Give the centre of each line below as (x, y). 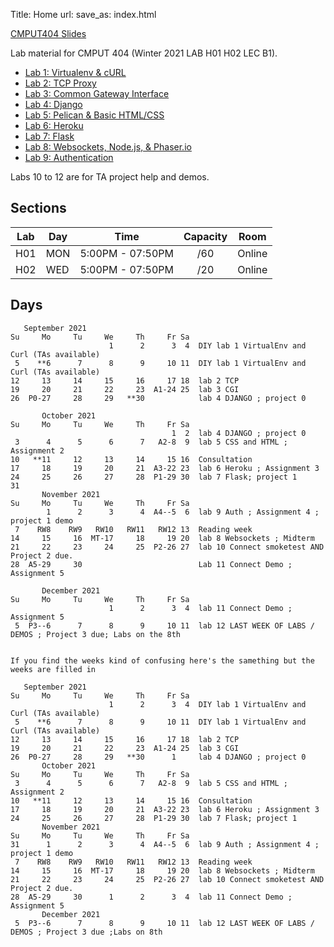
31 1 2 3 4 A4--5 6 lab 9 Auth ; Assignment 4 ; (165, 844)
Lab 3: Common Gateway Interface (97, 93)
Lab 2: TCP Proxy (60, 83)
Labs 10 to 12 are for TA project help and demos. (110, 177)
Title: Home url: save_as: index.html (83, 14)
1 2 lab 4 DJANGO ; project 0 (239, 433)
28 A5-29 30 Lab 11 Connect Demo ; (151, 564)
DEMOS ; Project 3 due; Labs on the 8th (96, 634)
